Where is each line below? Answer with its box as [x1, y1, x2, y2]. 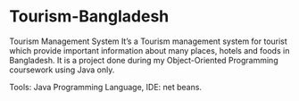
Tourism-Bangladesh [9, 6, 170, 27]
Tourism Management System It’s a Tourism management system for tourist [9, 36, 287, 46]
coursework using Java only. [9, 64, 115, 75]
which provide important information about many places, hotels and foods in [9, 45, 290, 55]
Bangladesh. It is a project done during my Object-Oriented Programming [9, 55, 278, 65]
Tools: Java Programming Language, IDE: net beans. [9, 81, 203, 92]
